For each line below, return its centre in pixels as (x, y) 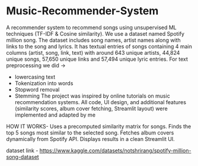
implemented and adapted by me (55, 115)
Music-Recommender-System (82, 11)
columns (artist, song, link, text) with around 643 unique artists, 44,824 (93, 52)
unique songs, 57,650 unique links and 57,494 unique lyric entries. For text (97, 59)
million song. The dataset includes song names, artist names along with (93, 40)
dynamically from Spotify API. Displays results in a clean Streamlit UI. (90, 139)
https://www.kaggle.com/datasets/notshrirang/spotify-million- (115, 151)
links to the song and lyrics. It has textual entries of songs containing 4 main (99, 46)
